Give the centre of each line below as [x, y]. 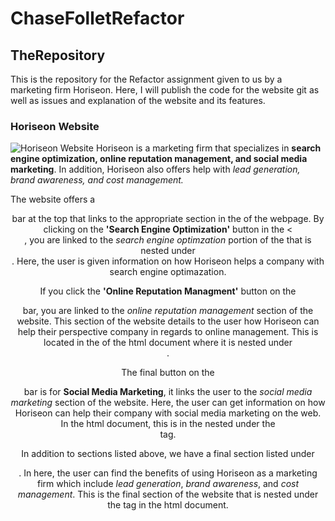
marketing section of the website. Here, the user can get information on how [168, 403]
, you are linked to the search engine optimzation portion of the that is [168, 240]
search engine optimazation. [168, 272]
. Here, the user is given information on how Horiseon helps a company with [168, 261]
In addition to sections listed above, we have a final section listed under [168, 454]
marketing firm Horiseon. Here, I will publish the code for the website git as [165, 90]
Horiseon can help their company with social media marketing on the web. [168, 413]
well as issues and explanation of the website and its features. [138, 100]
